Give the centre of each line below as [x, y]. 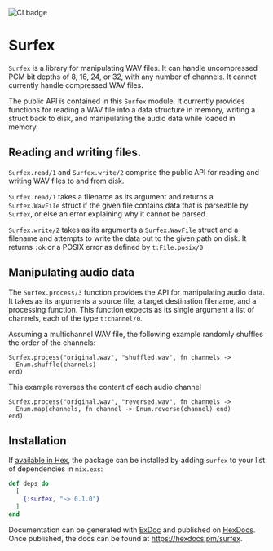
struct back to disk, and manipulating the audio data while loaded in [122, 118]
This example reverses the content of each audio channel [105, 387]
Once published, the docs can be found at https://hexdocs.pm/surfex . [125, 538]
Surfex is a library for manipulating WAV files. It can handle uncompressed [133, 68]
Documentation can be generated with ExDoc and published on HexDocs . [132, 530]
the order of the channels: [52, 343]
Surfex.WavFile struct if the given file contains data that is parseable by [128, 205]
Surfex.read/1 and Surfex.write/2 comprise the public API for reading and [134, 172]
